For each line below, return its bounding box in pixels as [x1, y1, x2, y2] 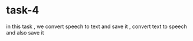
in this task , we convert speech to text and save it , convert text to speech [6, 23, 187, 30]
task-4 [6, 4, 40, 17]
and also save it [6, 29, 44, 36]
